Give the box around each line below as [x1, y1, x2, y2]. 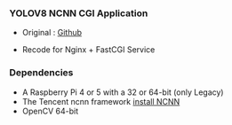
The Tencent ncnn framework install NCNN [21, 96, 180, 106]
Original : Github [21, 27, 83, 38]
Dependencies [9, 66, 74, 79]
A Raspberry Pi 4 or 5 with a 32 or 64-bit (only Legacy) [21, 87, 224, 98]
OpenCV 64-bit [21, 105, 79, 116]
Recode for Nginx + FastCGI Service [21, 44, 156, 55]
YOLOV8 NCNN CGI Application [9, 7, 148, 20]
